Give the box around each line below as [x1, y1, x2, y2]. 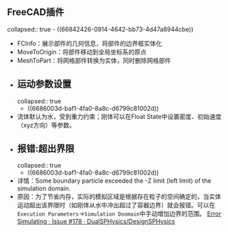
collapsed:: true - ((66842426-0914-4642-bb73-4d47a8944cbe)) [7, 25, 194, 33]
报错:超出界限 [16, 143, 75, 155]
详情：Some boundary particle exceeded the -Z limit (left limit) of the [16, 177, 212, 185]
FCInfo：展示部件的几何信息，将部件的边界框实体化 [16, 39, 162, 47]
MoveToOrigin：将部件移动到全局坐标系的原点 [16, 47, 147, 56]
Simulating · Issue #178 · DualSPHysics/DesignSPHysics [16, 218, 175, 226]
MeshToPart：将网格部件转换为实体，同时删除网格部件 [16, 56, 171, 64]
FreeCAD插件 [7, 6, 64, 18]
